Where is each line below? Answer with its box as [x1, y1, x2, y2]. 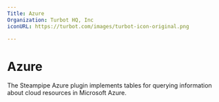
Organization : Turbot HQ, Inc [7, 17, 94, 23]
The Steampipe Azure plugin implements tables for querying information [7, 81, 212, 90]
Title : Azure [7, 10, 45, 17]
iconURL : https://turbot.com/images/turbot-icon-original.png [7, 23, 189, 30]
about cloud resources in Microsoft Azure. [7, 89, 127, 97]
